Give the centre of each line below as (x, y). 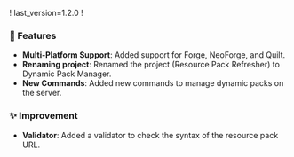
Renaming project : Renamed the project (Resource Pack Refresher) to (151, 65)
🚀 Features (33, 35)
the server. (42, 93)
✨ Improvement (44, 116)
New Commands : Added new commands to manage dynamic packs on (153, 83)
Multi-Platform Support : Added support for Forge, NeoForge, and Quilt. (154, 55)
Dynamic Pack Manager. (67, 74)
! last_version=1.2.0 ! (46, 13)
